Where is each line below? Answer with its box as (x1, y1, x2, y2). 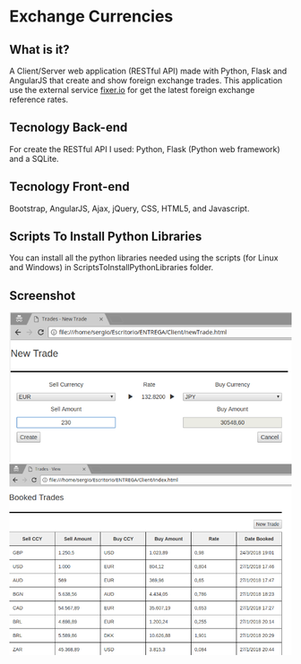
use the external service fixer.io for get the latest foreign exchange (9, 85, 255, 95)
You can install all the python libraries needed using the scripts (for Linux (9, 252, 279, 263)
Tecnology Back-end (9, 120, 128, 135)
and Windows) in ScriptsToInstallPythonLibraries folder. (9, 262, 214, 273)
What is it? (9, 42, 70, 57)
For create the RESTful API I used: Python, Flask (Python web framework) (9, 143, 280, 154)
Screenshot (9, 288, 76, 303)
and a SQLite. (9, 153, 60, 164)
